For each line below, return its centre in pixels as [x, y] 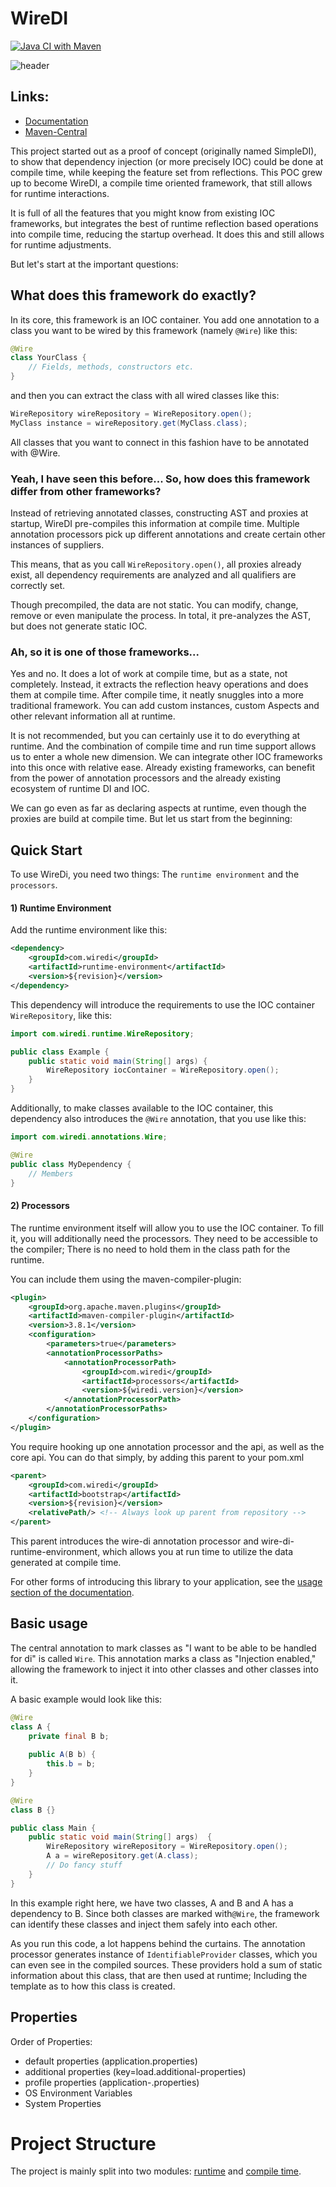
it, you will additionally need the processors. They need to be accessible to [164, 1238]
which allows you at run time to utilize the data [198, 1551]
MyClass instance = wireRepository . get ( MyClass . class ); [129, 423]
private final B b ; [69, 1736]
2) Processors [40, 1206]
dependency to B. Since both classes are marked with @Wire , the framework [165, 1913]
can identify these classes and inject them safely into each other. [144, 1924]
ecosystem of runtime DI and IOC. [80, 789]
